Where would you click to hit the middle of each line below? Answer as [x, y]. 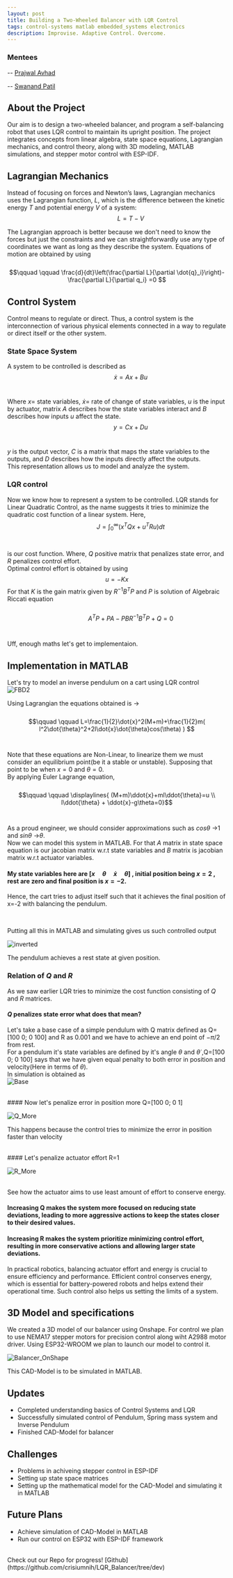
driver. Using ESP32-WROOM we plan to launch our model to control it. [109, 1344]
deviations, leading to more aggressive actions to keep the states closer [113, 1216]
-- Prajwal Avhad [31, 72]
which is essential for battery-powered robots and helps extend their [105, 1284]
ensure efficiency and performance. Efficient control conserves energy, [110, 1276]
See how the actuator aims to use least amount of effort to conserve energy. [116, 1192]
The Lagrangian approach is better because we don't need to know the [109, 232]
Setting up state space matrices [63, 1479]
